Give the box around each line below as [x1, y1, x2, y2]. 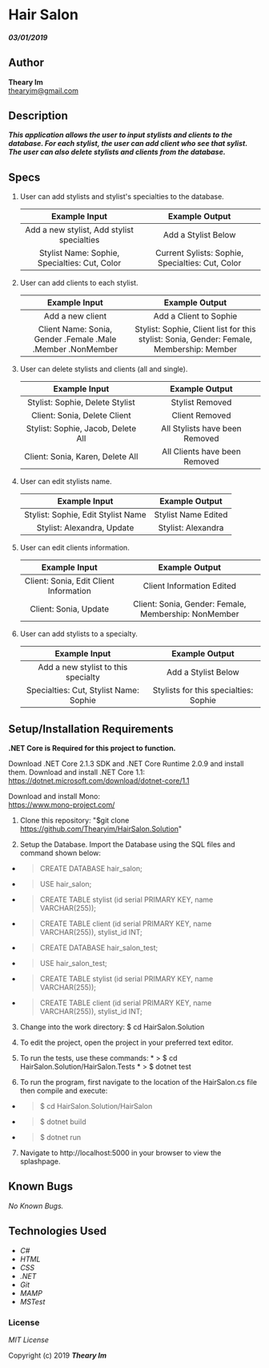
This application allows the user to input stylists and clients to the [8, 130, 233, 140]
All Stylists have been [161, 423, 242, 434]
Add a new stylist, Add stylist [25, 225, 134, 236]
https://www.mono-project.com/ [8, 800, 115, 810]
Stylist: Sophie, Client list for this [134, 323, 256, 335]
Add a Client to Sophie [153, 311, 238, 322]
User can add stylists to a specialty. [19, 629, 138, 639]
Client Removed [171, 410, 231, 421]
